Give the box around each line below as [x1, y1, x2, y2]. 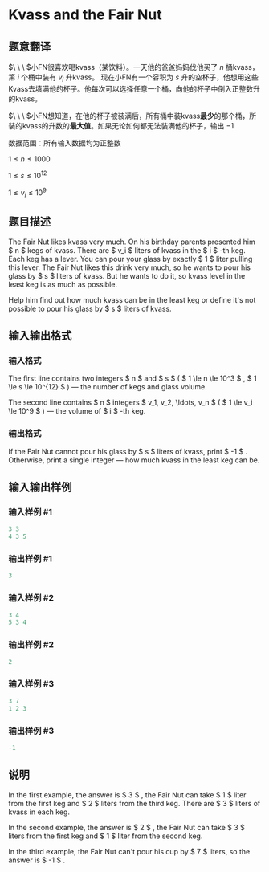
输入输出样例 [8, 480, 72, 495]
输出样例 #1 [8, 553, 52, 564]
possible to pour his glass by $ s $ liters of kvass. [8, 304, 172, 313]
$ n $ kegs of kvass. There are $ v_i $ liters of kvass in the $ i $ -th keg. [8, 245, 247, 255]
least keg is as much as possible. [8, 279, 118, 289]
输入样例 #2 [8, 593, 55, 604]
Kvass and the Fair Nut [8, 6, 162, 24]
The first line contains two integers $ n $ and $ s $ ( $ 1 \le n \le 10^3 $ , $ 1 [8, 373, 257, 383]
